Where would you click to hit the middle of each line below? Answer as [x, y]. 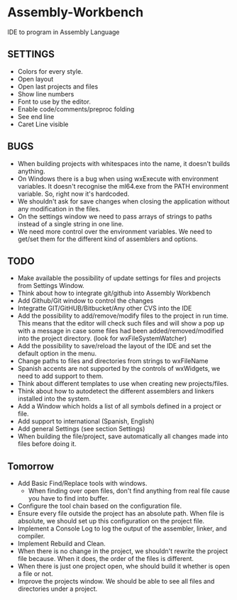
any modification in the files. [59, 209]
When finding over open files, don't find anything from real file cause [129, 491]
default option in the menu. [57, 354]
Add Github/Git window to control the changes [86, 301]
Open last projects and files [58, 87]
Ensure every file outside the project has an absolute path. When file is [121, 513]
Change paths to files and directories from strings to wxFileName [113, 361]
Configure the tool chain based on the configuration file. [100, 506]
